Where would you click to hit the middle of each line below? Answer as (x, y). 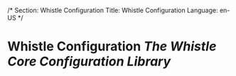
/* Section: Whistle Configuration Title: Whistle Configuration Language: (113, 10)
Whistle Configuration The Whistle (112, 47)
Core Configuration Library (89, 61)
